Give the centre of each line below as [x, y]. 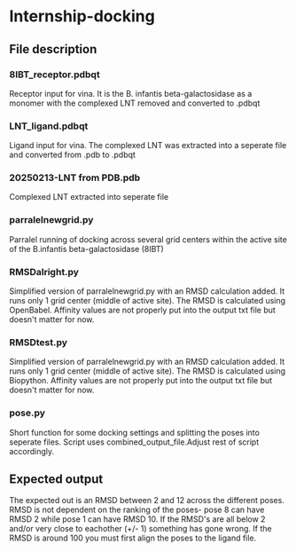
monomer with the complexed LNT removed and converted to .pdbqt [135, 103]
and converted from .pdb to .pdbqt [72, 155]
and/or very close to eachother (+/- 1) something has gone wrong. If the [140, 529]
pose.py [27, 413]
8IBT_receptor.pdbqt [55, 75]
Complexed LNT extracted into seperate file [89, 197]
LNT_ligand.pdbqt [49, 126]
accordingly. [32, 451]
